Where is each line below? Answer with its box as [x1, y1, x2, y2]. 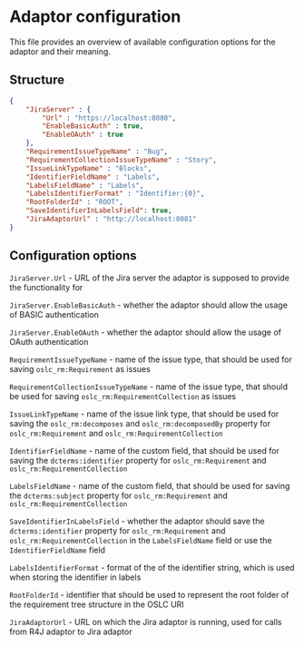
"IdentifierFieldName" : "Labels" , [25, 172, 161, 181]
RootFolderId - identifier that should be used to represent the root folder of [9, 589, 289, 600]
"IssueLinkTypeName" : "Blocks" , [25, 163, 152, 173]
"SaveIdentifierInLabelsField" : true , [25, 206, 172, 215]
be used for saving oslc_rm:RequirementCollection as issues [9, 390, 237, 401]
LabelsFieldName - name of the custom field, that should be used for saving [9, 480, 290, 491]
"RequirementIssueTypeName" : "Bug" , [25, 147, 169, 156]
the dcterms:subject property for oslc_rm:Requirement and [9, 490, 229, 501]
